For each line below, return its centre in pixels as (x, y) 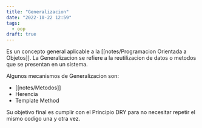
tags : (13, 23)
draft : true (21, 34)
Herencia (26, 94)
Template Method (37, 101)
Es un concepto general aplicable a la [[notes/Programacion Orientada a (96, 51)
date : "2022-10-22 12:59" (39, 18)
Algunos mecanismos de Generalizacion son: (63, 76)
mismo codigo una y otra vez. (43, 119)
